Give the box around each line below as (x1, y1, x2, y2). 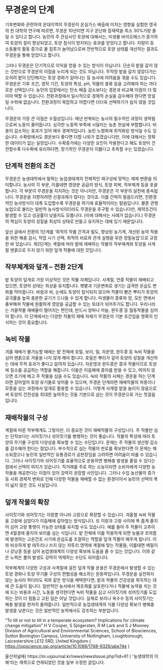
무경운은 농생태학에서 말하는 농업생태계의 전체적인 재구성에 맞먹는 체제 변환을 (5, 175, 152, 181)
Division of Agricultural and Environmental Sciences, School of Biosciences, (5, 628, 157, 633)
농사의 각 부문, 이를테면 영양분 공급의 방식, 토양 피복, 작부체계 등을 (23, 182, 149, 188)
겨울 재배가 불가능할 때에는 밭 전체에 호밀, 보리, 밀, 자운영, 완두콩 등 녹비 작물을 (5, 349, 155, 355)
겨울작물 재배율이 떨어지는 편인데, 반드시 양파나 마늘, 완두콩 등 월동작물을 (10, 307, 149, 313)
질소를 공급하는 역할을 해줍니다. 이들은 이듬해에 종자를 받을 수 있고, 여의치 (10, 367, 150, 373)
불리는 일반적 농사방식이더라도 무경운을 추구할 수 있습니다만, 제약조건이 (21, 206, 157, 212)
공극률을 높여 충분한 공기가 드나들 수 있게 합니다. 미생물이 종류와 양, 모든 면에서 (5, 295, 156, 301)
